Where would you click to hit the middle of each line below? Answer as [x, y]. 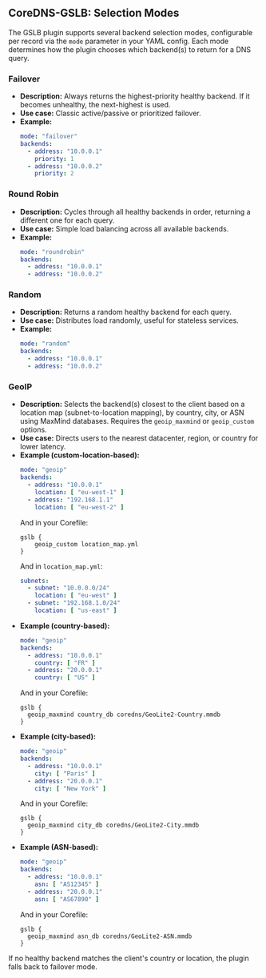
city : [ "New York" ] [70, 788]
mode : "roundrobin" [52, 252]
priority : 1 [54, 159]
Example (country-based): [65, 626]
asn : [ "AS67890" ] [67, 899]
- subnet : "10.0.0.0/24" [69, 588]
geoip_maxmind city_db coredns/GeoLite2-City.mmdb [113, 825]
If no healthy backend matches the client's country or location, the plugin [129, 958]
